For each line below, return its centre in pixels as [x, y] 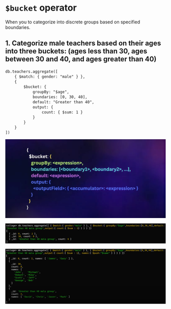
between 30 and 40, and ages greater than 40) [81, 59]
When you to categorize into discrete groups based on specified [73, 22]
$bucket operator [41, 8]
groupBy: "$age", [51, 92]
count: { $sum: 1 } [62, 112]
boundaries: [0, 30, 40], [60, 97]
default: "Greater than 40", [63, 102]
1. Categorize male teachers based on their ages [83, 43]
